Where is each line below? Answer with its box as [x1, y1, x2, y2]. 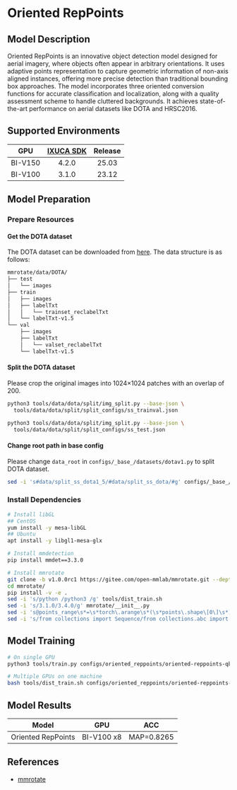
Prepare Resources [7, 214, 74, 224]
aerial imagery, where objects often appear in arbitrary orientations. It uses [7, 59, 225, 68]
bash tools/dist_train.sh [7, 680, 83, 687]
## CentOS [7, 518, 37, 525]
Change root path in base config [7, 441, 104, 450]
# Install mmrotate [7, 569, 65, 576]
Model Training [7, 635, 75, 647]
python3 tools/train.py [7, 660, 78, 668]
